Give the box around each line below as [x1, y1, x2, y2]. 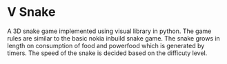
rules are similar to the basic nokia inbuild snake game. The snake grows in [7, 34, 221, 42]
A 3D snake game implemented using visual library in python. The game [7, 27, 212, 35]
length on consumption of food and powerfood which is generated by [7, 41, 205, 50]
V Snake [7, 4, 56, 20]
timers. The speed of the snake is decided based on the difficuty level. [7, 49, 208, 57]
